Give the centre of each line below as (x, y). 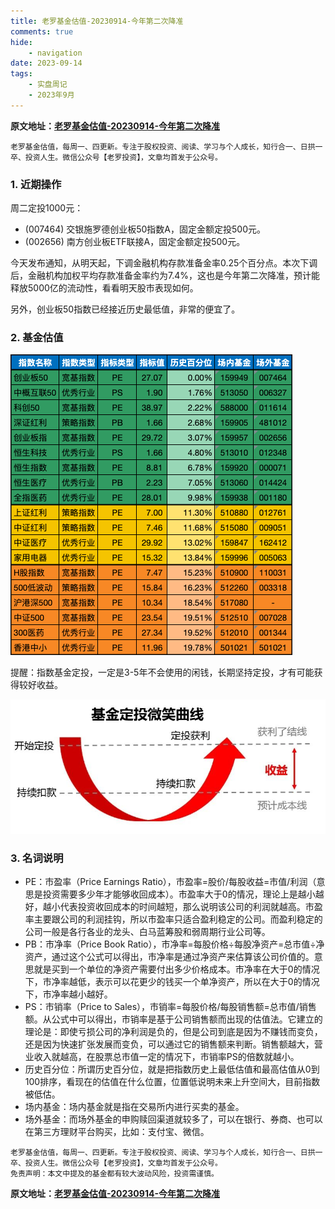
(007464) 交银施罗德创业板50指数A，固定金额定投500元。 (145, 229)
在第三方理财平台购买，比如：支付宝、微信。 (117, 1131)
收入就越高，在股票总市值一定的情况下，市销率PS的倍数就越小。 (166, 1056)
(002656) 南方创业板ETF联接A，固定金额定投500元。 (135, 242)
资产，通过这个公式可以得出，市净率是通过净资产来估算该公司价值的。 (169, 956)
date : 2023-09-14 (46, 63)
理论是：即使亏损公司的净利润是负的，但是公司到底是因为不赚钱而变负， (173, 1031)
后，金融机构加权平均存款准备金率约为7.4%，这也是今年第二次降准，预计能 (165, 276)
